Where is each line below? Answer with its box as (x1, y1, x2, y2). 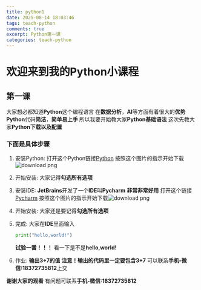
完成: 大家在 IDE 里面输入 (15, 220, 75, 228)
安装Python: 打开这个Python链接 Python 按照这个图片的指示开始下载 (15, 155, 185, 162)
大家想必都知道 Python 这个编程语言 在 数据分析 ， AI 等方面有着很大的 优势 (6, 108, 186, 115)
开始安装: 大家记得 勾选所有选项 (15, 174, 93, 182)
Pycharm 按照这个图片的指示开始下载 (15, 194, 108, 202)
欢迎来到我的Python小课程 (6, 65, 139, 79)
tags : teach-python (6, 20, 56, 26)
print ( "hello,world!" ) (15, 232, 73, 239)
